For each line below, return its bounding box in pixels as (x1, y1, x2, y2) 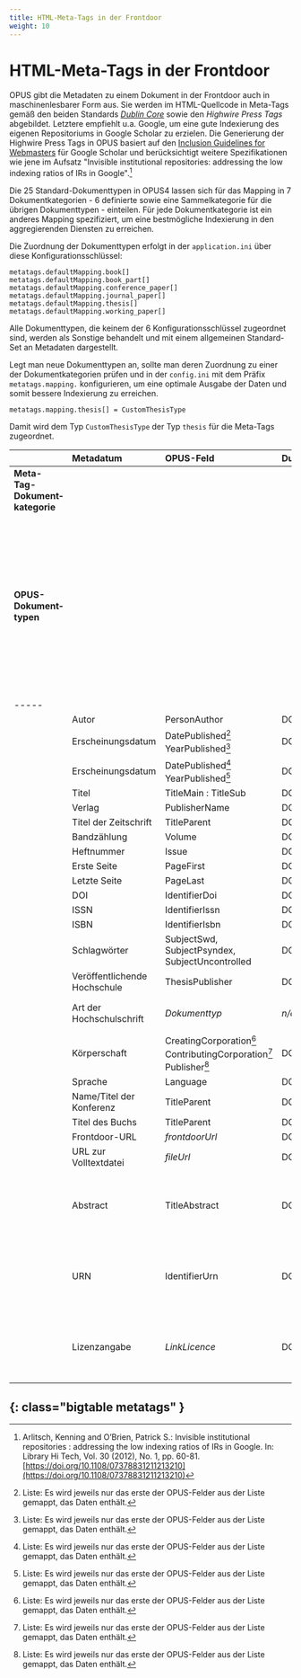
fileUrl (164, 1151, 191, 1164)
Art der (71, 1001, 101, 1014)
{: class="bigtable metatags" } (9, 1399, 185, 1415)
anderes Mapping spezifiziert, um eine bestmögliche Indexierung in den (9, 214, 275, 225)
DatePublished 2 (164, 728, 231, 742)
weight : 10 (9, 22, 50, 31)
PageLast (164, 875, 204, 887)
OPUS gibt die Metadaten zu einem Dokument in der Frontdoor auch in (9, 90, 271, 101)
